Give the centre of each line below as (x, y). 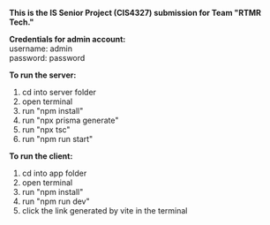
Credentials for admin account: (67, 39)
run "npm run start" (57, 139)
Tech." (22, 22)
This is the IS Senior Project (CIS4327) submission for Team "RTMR (135, 13)
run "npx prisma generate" (70, 120)
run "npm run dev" (56, 201)
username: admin (41, 49)
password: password (47, 58)
